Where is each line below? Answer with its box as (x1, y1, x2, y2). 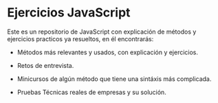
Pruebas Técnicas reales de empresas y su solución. (17, 88, 166, 96)
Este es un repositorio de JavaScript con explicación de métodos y (7, 27, 197, 36)
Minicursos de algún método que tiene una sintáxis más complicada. (17, 74, 212, 83)
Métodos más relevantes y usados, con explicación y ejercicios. (17, 48, 198, 56)
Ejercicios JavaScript (7, 5, 131, 21)
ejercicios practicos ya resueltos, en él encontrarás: (7, 34, 154, 43)
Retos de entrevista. (17, 61, 74, 69)
